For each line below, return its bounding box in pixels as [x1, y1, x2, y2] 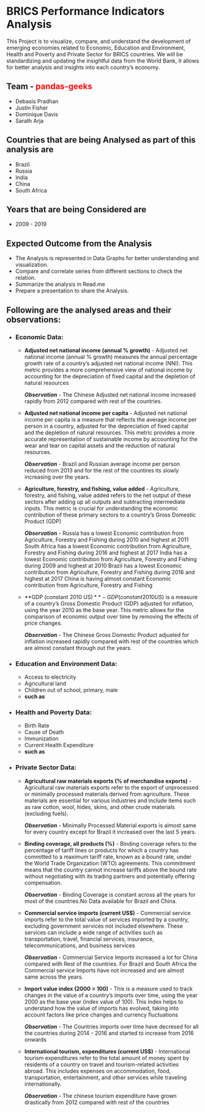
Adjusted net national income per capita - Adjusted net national [24, 409, 188, 417]
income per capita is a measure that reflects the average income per [24, 416, 197, 423]
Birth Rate [24, 722, 50, 730]
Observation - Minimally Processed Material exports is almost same [24, 821, 197, 829]
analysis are [6, 144, 54, 155]
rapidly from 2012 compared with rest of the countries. [24, 397, 162, 405]
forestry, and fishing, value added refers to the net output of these [24, 491, 192, 499]
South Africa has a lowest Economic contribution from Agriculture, [24, 542, 192, 550]
